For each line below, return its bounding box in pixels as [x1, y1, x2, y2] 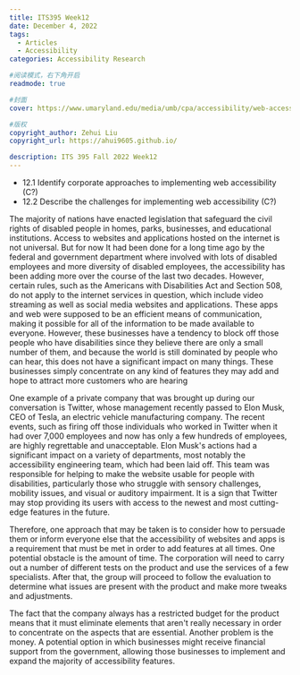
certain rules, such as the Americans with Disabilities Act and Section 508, [9, 280, 283, 291]
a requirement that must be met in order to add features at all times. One [9, 543, 275, 553]
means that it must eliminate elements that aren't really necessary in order [9, 618, 282, 628]
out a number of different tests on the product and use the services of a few [9, 562, 289, 573]
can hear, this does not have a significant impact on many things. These [9, 356, 274, 367]
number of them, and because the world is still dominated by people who [9, 346, 279, 357]
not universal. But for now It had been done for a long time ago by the [9, 243, 265, 252]
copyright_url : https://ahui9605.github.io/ [9, 136, 178, 146]
